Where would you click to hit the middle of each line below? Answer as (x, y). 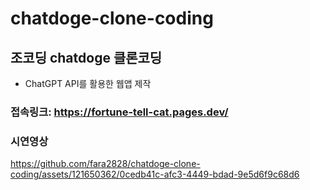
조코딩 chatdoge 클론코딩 (86, 57)
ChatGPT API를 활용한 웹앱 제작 (88, 83)
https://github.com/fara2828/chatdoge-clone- (105, 164)
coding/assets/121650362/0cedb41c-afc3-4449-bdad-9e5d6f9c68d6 (155, 174)
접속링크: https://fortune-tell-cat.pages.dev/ (119, 112)
